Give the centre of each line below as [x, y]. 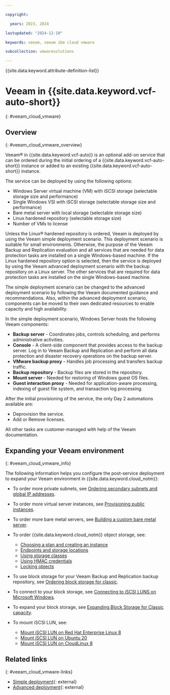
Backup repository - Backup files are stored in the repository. [78, 372]
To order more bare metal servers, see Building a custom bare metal [84, 519]
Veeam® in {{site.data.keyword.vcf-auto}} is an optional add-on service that [85, 155]
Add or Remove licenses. [39, 419]
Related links [26, 659]
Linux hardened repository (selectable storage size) [67, 218]
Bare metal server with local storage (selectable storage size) [77, 213]
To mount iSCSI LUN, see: [40, 622]
